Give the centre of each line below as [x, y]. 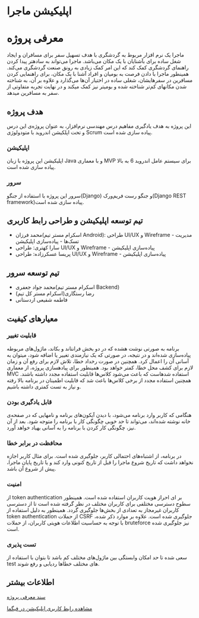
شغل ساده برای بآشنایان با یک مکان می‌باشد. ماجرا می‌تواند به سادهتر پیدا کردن [94, 61]
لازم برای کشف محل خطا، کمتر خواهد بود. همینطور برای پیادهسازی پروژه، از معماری [100, 367]
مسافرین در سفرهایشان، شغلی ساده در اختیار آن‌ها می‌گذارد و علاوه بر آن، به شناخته [100, 80]
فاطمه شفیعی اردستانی [41, 300]
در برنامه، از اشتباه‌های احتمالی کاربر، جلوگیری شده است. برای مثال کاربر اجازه [94, 456]
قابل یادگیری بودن [29, 402]
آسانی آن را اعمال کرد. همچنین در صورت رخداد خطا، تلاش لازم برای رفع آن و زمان [98, 361]
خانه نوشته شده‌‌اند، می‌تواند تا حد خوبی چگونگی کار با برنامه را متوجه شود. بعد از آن [99, 421]
